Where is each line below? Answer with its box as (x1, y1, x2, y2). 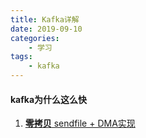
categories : (10, 33, 60, 43)
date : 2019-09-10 (10, 24, 83, 34)
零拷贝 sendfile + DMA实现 (24, 117, 136, 130)
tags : (10, 52, 33, 62)
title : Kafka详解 (10, 14, 80, 25)
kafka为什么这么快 (10, 93, 88, 105)
